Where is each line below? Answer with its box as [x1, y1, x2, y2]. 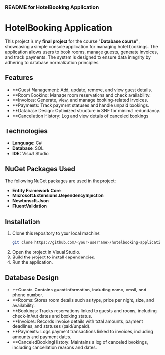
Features [5, 73, 33, 82]
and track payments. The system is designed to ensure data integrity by [5, 54, 151, 60]
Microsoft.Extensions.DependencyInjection [12, 193, 104, 198]
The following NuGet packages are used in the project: [5, 178, 116, 184]
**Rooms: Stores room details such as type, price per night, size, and [12, 297, 154, 303]
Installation [5, 217, 40, 226]
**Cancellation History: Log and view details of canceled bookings [12, 113, 149, 119]
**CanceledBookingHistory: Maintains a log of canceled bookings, [12, 339, 149, 345]
